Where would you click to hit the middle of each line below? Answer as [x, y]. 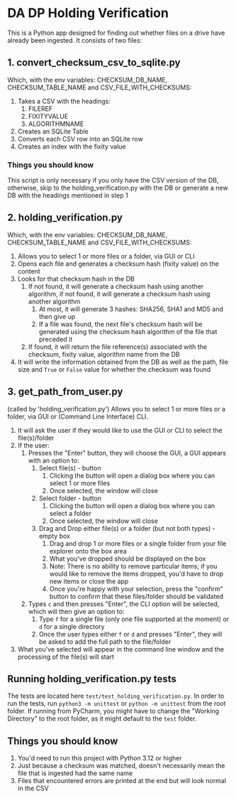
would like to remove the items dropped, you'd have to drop [136, 573]
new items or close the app [89, 581]
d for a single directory [72, 626]
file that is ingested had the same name [75, 773]
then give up [57, 316]
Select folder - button [70, 498]
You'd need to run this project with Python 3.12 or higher [100, 758]
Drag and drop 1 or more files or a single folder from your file [138, 543]
